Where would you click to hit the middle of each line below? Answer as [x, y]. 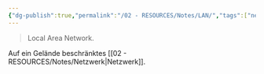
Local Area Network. [60, 38]
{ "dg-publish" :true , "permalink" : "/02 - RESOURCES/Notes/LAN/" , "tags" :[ [128, 15]
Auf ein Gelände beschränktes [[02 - [68, 53]
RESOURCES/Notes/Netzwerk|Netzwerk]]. [77, 61]
